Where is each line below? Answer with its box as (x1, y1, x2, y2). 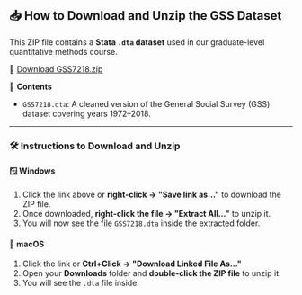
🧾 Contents (9, 81, 52, 92)
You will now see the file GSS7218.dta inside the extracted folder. (22, 218, 261, 228)
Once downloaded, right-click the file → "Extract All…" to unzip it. (22, 208, 271, 219)
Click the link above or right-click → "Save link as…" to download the (22, 189, 281, 200)
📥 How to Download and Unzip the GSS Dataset (9, 8, 282, 23)
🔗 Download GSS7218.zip (9, 63, 103, 75)
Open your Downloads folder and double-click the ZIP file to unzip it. (22, 268, 281, 279)
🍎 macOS (9, 238, 45, 249)
